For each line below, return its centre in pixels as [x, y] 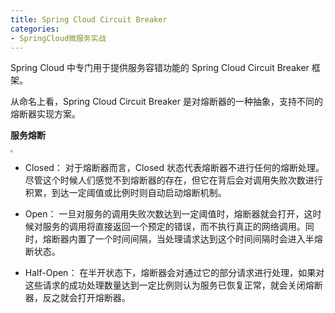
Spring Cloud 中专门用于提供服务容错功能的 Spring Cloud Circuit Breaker [160, 68]
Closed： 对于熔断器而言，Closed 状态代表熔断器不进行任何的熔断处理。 [174, 168]
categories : [35, 29]
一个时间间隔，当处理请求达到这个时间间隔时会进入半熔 [208, 239]
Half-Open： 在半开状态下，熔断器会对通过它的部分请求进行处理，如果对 [174, 273]
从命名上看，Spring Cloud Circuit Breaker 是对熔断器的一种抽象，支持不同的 [166, 102]
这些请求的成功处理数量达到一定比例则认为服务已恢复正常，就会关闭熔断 [173, 285]
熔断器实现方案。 [45, 114]
